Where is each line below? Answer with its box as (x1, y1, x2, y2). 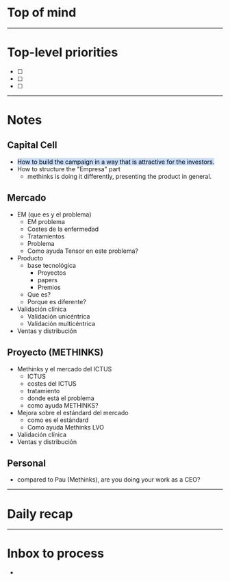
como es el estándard (27, 416, 89, 424)
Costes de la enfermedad (27, 225, 99, 233)
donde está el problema (27, 394, 94, 402)
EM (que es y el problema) (16, 210, 92, 219)
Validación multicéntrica (27, 319, 96, 327)
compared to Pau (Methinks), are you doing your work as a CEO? (16, 475, 201, 484)
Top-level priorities (7, 45, 118, 60)
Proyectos (37, 269, 66, 277)
